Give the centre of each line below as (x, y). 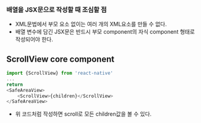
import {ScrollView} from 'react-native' (60, 73)
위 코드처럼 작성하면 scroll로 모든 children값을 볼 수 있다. (83, 114)
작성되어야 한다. (34, 39)
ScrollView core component (60, 59)
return (15, 84)
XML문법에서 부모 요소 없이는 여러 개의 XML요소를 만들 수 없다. (91, 24)
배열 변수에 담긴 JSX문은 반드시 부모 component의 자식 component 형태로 (105, 32)
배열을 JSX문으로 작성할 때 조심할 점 (57, 9)
